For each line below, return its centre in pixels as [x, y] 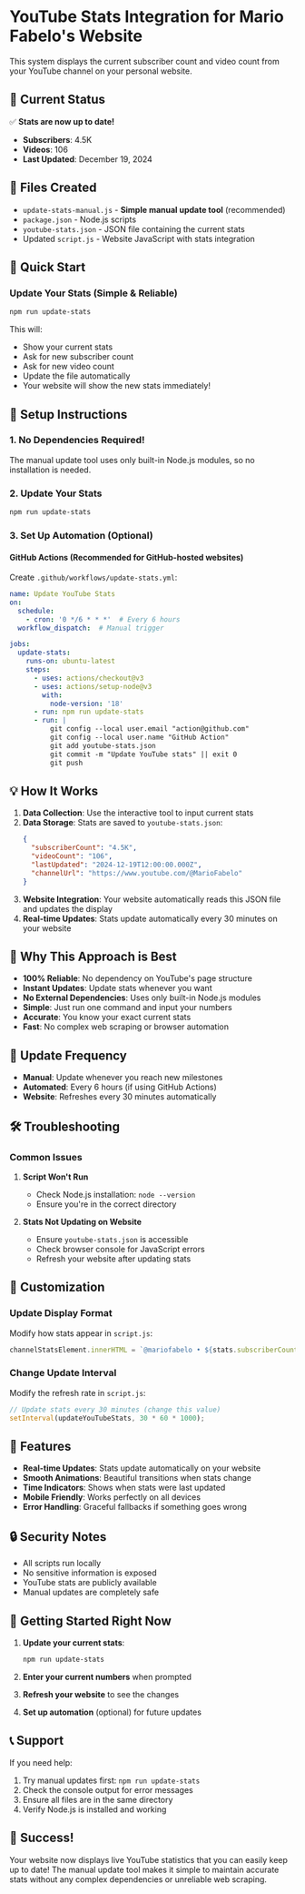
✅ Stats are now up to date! [62, 121]
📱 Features [40, 1446]
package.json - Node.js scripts [79, 219]
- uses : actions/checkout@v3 [89, 678]
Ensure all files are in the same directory [98, 1799]
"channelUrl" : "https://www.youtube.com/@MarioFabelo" [137, 873]
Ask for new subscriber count [78, 357]
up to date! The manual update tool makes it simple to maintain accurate [144, 1869]
